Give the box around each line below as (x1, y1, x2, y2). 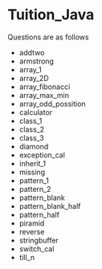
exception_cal (18, 150, 66, 160)
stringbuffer (18, 235, 59, 245)
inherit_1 (18, 158, 46, 168)
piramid (18, 218, 45, 228)
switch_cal (18, 243, 55, 254)
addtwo (18, 47, 45, 57)
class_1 (18, 116, 43, 125)
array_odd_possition (18, 99, 86, 108)
